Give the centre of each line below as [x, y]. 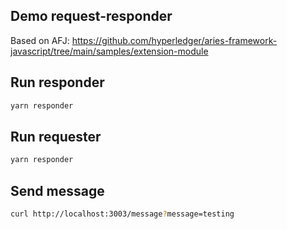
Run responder [57, 82]
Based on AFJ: [40, 40]
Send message [57, 190]
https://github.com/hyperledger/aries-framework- [174, 40]
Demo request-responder [91, 16]
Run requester [56, 136]
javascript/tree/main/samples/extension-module [109, 51]
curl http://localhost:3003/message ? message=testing [122, 214]
